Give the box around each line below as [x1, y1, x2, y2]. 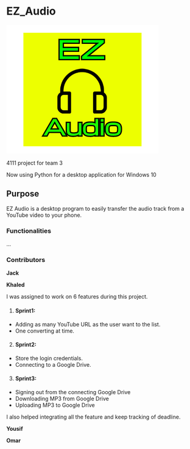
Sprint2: [15, 341, 37, 348]
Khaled [6, 281, 25, 289]
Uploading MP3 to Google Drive [15, 401, 96, 409]
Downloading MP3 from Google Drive [15, 395, 110, 402]
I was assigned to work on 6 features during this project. [6, 293, 148, 300]
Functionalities [6, 227, 52, 235]
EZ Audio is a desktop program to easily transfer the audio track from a [6, 205, 185, 212]
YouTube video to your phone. [6, 211, 82, 219]
